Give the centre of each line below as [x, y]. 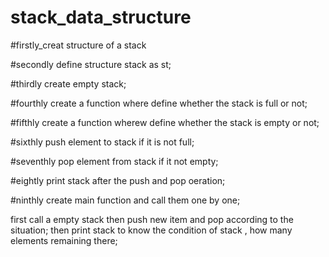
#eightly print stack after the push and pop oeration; [118, 180]
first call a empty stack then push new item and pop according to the [152, 219]
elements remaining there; [64, 240]
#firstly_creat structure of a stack [78, 45]
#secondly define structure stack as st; [91, 64]
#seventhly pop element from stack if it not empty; [114, 161]
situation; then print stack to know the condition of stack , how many [151, 230]
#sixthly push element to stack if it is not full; [102, 142]
